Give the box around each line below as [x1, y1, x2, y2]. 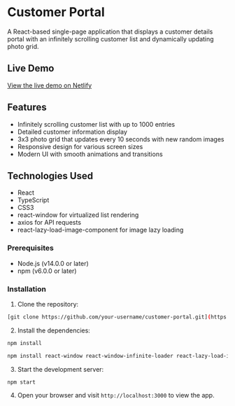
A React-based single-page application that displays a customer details [7, 27, 213, 36]
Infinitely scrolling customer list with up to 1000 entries [17, 120, 176, 128]
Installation [7, 284, 47, 294]
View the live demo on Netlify [7, 81, 92, 90]
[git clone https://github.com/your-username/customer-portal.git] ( [7, 313, 211, 321]
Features [7, 101, 47, 113]
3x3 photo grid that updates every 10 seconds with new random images [17, 134, 225, 143]
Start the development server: [17, 365, 104, 373]
